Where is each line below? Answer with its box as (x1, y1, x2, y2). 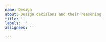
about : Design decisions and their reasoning (5, 12, 101, 17)
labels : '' (5, 21, 28, 26)
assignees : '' (5, 25, 35, 30)
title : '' (5, 16, 26, 21)
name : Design (5, 7, 32, 12)
